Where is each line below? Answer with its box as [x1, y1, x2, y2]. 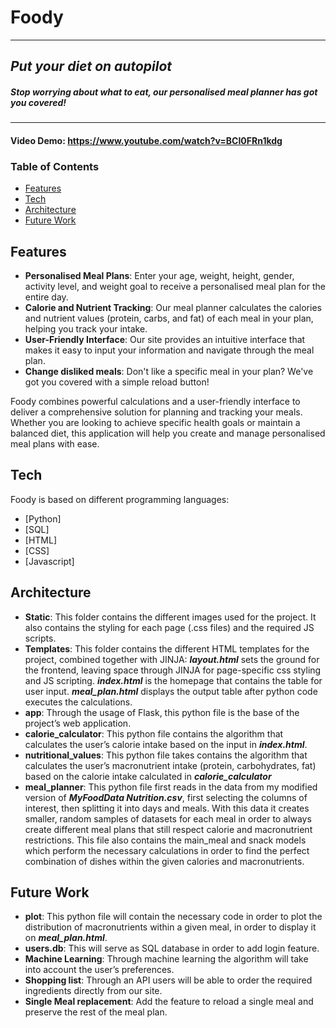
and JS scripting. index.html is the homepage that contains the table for [24, 674, 323, 686]
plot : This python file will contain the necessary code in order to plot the [24, 911, 323, 923]
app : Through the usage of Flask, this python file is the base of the [24, 706, 300, 718]
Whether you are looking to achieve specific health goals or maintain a [10, 417, 301, 428]
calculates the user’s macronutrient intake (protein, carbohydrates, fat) [24, 759, 317, 771]
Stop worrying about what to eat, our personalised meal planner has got [10, 86, 318, 98]
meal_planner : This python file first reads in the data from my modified [24, 781, 318, 793]
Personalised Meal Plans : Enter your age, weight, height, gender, [24, 270, 295, 281]
